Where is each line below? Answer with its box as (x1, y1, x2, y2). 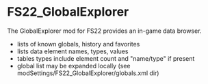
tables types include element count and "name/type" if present (16, 54, 195, 62)
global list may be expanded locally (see (16, 61, 131, 70)
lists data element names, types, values (16, 47, 129, 55)
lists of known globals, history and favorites (16, 40, 140, 48)
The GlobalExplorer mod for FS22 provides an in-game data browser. (7, 27, 202, 35)
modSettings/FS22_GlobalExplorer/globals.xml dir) (16, 69, 159, 77)
